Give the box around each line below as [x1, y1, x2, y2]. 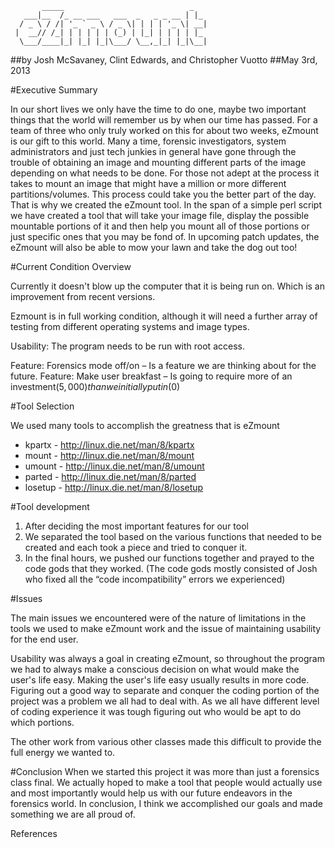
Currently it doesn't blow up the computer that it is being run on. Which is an [10, 280, 325, 292]
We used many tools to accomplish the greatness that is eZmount [10, 420, 280, 431]
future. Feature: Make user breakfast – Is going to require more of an [10, 370, 293, 382]
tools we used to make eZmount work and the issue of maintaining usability [10, 623, 322, 634]
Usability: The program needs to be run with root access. [10, 340, 245, 352]
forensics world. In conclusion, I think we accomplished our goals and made [10, 798, 323, 809]
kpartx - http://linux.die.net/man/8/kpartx [24, 439, 195, 451]
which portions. [10, 717, 75, 728]
